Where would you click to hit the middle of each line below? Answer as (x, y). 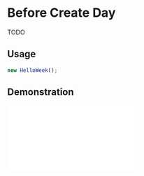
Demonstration (41, 92)
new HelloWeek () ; (33, 70)
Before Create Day (62, 13)
